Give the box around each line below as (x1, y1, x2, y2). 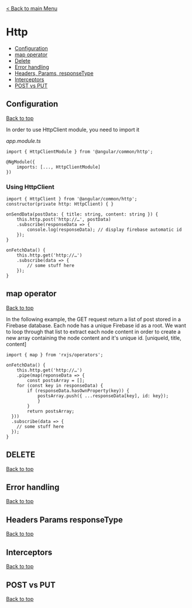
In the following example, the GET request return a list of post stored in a (6, 316, 181, 323)
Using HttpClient (6, 183, 54, 191)
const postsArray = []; (27, 377, 85, 383)
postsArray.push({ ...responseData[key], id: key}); (37, 392, 169, 399)
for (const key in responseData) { (16, 382, 104, 388)
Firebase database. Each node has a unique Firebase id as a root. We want (6, 322, 186, 329)
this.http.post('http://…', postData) (16, 217, 111, 223)
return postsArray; (27, 408, 75, 414)
